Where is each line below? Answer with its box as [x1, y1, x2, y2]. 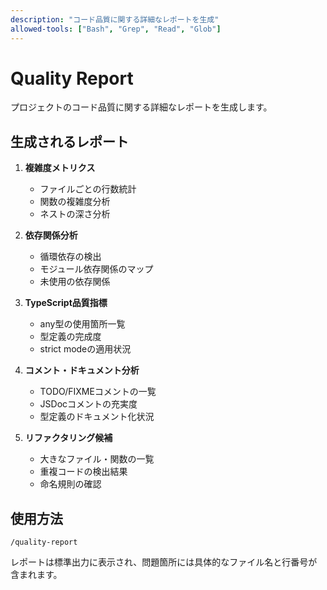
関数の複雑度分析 [39, 196, 111, 208]
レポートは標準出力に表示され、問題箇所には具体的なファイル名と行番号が [10, 556, 318, 568]
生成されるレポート [10, 133, 129, 150]
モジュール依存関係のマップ [39, 263, 154, 275]
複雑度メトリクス [24, 162, 96, 174]
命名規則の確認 [39, 478, 102, 490]
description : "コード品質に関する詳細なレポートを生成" [10, 14, 220, 25]
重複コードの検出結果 [39, 466, 128, 478]
